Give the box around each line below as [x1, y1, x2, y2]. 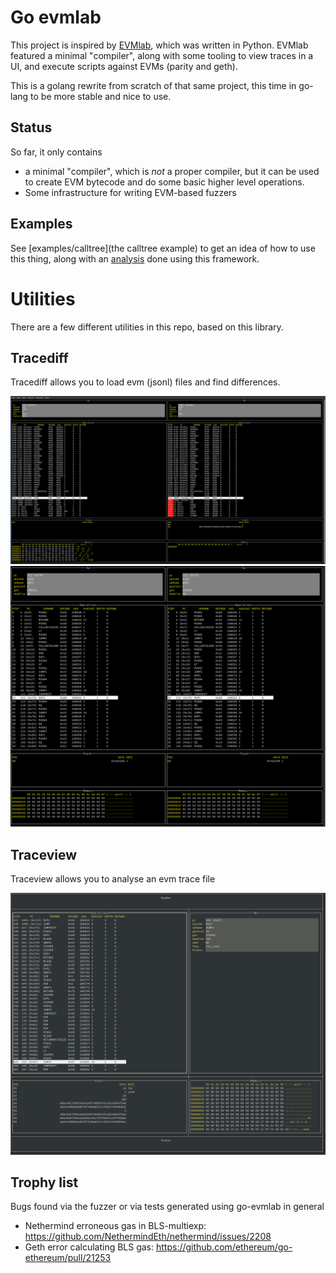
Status [10, 119, 53, 136]
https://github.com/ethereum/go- [155, 1241, 293, 1253]
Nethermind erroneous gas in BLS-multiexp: [24, 1220, 207, 1232]
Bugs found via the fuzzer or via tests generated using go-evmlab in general [10, 1201, 325, 1213]
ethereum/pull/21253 [24, 1252, 112, 1264]
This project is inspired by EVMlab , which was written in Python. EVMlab [10, 39, 309, 51]
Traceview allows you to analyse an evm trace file [10, 873, 216, 885]
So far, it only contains [10, 146, 103, 158]
